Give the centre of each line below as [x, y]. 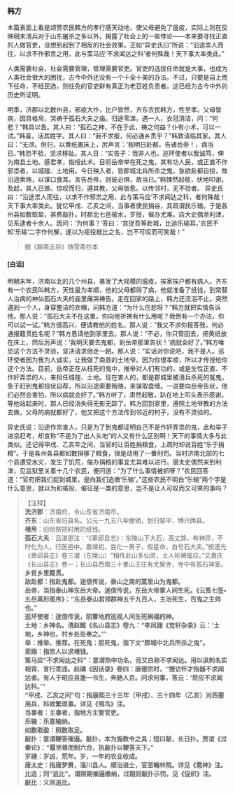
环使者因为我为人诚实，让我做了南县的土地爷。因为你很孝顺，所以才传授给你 [117, 359]
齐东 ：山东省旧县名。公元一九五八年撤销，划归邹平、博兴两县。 [116, 520]
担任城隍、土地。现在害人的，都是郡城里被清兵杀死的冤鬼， [142, 377]
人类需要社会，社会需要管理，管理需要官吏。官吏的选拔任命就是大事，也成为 [117, 68]
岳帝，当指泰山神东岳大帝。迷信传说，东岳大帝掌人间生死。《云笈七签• [126, 590]
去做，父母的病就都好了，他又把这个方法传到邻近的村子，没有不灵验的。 [111, 412]
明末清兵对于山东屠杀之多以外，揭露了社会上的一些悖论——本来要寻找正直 [120, 36]
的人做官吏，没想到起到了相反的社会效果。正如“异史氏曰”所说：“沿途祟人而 [115, 45]
